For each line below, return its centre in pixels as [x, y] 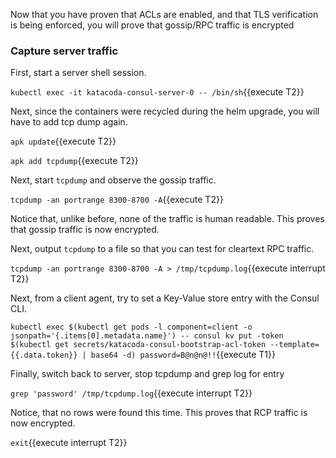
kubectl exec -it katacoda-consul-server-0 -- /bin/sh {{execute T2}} [157, 92]
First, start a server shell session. [78, 73]
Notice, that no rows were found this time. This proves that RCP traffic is [159, 413]
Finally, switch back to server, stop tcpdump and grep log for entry [147, 374]
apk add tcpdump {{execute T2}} [74, 161]
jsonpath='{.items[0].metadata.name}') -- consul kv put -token [147, 336]
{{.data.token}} [44, 355]
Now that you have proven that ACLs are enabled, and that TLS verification [164, 14]
